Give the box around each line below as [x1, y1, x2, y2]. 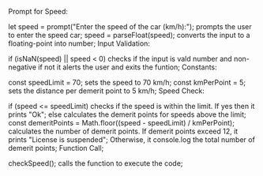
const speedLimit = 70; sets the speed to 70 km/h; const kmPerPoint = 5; [8, 78, 246, 87]
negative [8, 62, 37, 72]
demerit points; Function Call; [8, 144, 104, 152]
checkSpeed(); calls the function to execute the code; [8, 159, 183, 168]
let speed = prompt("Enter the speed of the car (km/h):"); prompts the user [8, 22, 253, 31]
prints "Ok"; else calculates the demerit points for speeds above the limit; [8, 110, 246, 119]
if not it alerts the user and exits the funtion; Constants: [38, 62, 217, 72]
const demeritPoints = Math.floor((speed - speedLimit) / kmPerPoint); [8, 118, 235, 127]
